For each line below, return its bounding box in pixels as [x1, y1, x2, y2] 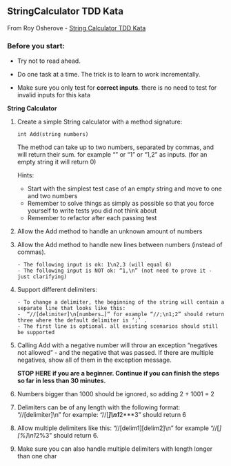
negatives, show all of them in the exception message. [17, 356, 172, 365]
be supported [17, 329, 55, 336]
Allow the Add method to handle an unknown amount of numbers [17, 227, 203, 235]
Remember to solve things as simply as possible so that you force [27, 200, 214, 208]
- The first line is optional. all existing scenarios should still [17, 323, 219, 330]
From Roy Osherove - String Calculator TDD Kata [7, 23, 146, 32]
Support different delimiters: [17, 286, 98, 294]
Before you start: [7, 41, 66, 50]
